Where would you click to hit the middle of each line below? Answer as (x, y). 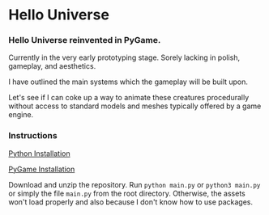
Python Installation (39, 153)
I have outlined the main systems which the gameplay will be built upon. (128, 82)
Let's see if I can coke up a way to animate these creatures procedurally (129, 98)
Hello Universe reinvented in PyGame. (85, 40)
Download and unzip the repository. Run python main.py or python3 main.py (134, 184)
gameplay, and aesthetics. (52, 66)
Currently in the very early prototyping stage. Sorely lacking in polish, (124, 57)
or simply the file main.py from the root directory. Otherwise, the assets (127, 193)
